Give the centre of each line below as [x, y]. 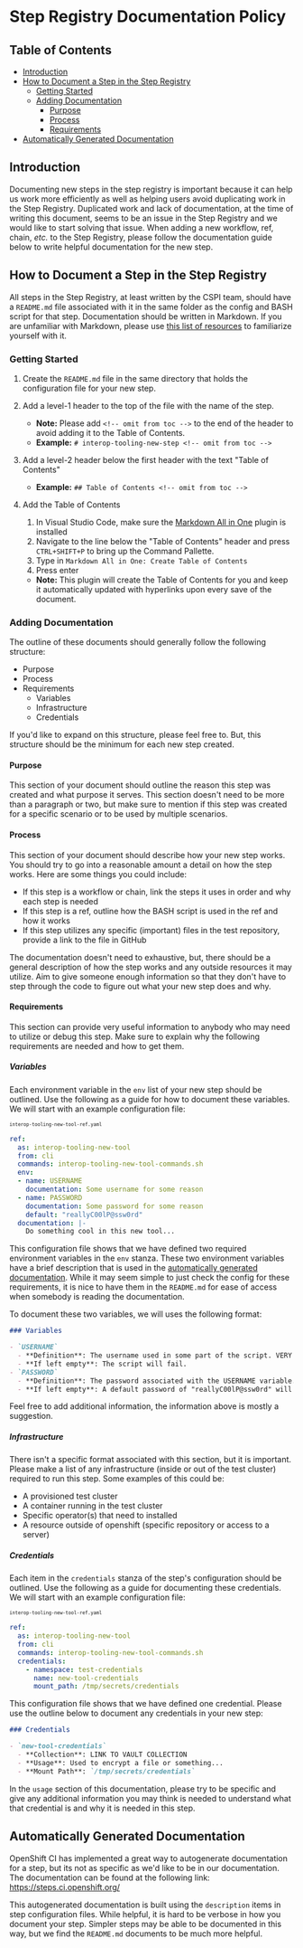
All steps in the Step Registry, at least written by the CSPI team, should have [150, 297]
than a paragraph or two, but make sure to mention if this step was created [148, 804]
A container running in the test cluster [92, 1506]
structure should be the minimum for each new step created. [122, 744]
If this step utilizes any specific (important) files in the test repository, [151, 930]
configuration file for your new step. [89, 388]
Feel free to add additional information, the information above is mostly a [144, 1406]
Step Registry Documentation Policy [148, 17]
